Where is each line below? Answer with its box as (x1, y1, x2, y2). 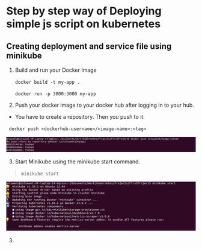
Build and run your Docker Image (14, 66, 97, 74)
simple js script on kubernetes (6, 17, 161, 31)
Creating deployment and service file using (6, 41, 172, 51)
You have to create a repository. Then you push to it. (14, 113, 145, 120)
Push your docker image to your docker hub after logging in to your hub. (14, 101, 194, 109)
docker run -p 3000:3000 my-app (14, 91, 96, 97)
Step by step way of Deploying (6, 4, 162, 18)
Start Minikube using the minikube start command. (14, 158, 140, 165)
